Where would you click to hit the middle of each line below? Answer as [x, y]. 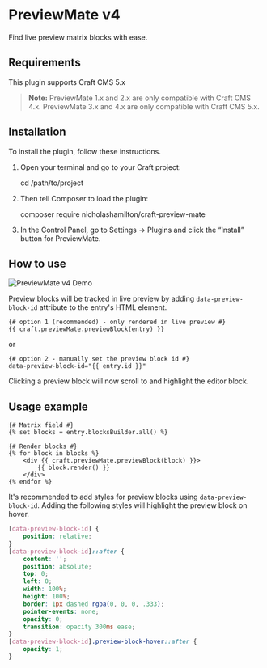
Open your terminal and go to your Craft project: [100, 167]
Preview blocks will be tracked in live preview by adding [102, 299]
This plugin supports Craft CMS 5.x [67, 82]
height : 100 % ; [47, 597]
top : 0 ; [36, 574]
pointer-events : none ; [61, 611]
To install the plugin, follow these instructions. [85, 151]
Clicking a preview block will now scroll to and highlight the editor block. [129, 381]
